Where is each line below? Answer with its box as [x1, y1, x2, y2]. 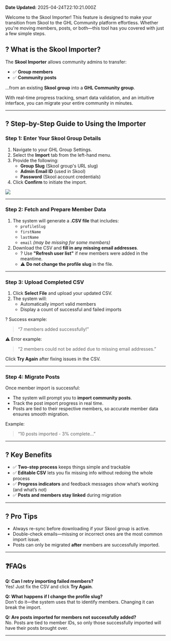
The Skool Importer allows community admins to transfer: [5, 59, 127, 65]
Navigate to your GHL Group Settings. [12, 146, 92, 153]
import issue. [12, 536, 41, 543]
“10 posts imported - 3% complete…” [17, 431, 96, 437]
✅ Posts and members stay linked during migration [12, 492, 122, 498]
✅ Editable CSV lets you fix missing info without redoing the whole [12, 470, 153, 476]
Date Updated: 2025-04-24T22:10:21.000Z [5, 5, 97, 10]
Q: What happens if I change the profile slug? [5, 593, 103, 599]
